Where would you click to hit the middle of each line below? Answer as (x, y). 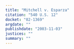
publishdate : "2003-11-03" (34, 29)
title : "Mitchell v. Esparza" (38, 10)
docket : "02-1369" (25, 19)
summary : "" (18, 39)
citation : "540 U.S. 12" (32, 15)
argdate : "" (18, 24)
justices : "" (19, 34)
